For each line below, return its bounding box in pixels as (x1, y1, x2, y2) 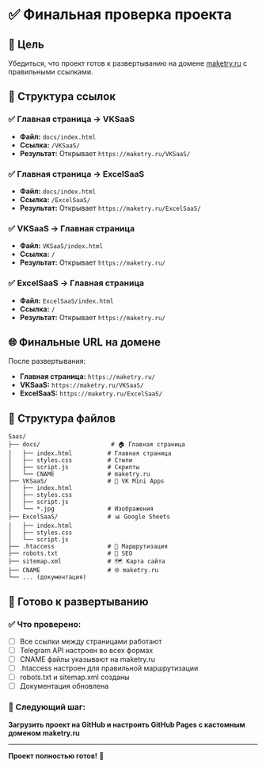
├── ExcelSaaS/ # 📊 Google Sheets (8, 513, 170, 521)
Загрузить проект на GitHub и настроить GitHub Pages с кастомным (8, 720, 245, 729)
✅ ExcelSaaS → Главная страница (8, 277, 145, 288)
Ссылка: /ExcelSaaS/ (19, 194, 91, 204)
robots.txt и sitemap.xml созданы (19, 672, 130, 682)
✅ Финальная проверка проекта (8, 6, 232, 24)
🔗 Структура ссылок (8, 90, 116, 104)
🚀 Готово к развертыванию (8, 594, 149, 608)
